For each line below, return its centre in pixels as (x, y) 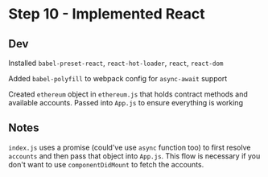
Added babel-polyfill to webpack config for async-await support (118, 78)
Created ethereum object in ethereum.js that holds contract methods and (128, 94)
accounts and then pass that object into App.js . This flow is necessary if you (134, 156)
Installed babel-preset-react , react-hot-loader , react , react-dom (116, 63)
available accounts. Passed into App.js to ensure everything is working (126, 103)
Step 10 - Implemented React (107, 14)
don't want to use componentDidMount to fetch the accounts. (106, 164)
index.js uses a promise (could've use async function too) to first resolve (130, 147)
